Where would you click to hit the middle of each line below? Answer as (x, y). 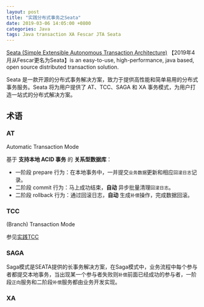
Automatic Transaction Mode (43, 147)
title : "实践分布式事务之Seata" (44, 18)
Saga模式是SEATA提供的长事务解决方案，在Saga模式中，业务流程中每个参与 (102, 267)
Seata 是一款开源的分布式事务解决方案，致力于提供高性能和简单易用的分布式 (102, 80)
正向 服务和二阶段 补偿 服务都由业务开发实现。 (66, 282)
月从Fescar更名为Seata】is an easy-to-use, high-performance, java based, (100, 60)
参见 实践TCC (23, 237)
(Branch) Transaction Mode (41, 224)
